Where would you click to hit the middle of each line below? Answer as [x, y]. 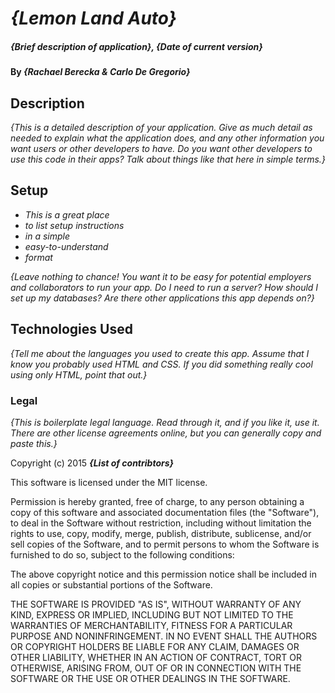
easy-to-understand [66, 246]
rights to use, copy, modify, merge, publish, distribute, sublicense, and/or [161, 533]
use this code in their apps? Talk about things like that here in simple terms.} [168, 159]
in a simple [47, 236]
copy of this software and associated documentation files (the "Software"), [165, 512]
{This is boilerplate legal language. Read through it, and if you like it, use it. [165, 422]
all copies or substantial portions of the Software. [111, 584]
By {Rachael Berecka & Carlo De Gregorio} [100, 72]
